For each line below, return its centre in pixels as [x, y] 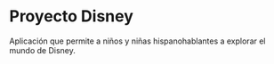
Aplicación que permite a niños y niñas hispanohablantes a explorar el [137, 41]
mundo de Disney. [42, 50]
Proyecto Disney [71, 16]
